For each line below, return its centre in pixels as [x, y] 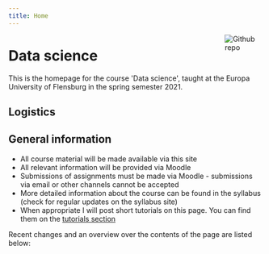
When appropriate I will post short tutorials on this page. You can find [135, 210]
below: [19, 243]
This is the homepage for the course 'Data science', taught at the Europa [129, 78]
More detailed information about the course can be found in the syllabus [140, 193]
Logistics [32, 112]
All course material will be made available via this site [109, 159]
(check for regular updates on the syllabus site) [99, 202]
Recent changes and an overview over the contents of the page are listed [130, 234]
